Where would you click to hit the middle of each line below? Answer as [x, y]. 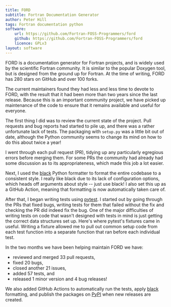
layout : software [24, 48]
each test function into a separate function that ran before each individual [83, 232]
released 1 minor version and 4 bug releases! [60, 279]
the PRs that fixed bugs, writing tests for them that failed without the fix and [85, 205]
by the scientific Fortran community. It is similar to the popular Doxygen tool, [86, 68]
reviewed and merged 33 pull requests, [54, 257]
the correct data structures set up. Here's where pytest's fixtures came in [82, 221]
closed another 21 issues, [39, 268]
